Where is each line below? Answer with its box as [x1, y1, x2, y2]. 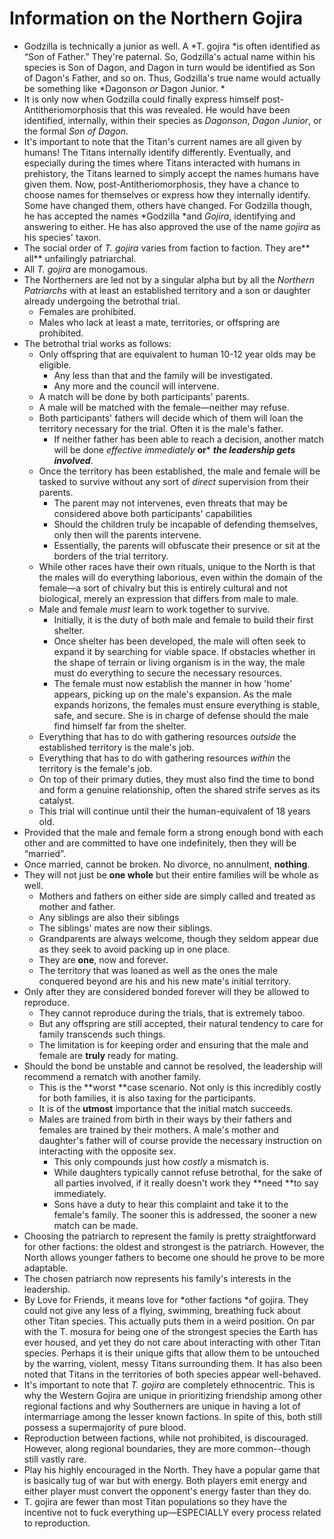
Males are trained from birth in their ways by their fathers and [38, 1113, 292, 1125]
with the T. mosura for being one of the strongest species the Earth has [23, 1325, 319, 1337]
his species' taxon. [23, 231, 102, 243]
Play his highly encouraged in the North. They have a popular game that [23, 1463, 321, 1476]
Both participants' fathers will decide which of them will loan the [38, 412, 304, 424]
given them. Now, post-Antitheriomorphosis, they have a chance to [23, 178, 300, 190]
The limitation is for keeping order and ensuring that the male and [38, 1038, 309, 1051]
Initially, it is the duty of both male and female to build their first [53, 613, 314, 626]
